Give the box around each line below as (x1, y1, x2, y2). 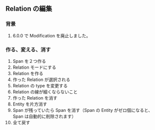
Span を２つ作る (12, 58, 46, 64)
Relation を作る (12, 70, 44, 76)
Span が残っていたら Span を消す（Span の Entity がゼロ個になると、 (12, 107, 153, 113)
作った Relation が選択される (12, 77, 71, 82)
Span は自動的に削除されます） (12, 113, 77, 119)
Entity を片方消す (12, 101, 48, 107)
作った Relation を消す (12, 95, 58, 101)
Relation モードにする (12, 64, 56, 70)
